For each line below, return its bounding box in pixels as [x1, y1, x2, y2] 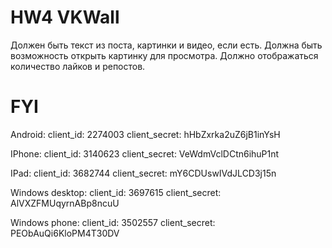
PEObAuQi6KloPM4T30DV [10, 227, 120, 239]
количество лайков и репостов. [10, 60, 146, 72]
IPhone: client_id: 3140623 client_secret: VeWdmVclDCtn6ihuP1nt [10, 147, 280, 160]
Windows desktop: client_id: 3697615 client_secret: [10, 186, 222, 198]
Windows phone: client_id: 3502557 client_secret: [10, 216, 216, 228]
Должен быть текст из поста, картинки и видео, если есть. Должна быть [10, 39, 323, 51]
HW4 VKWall [10, 6, 120, 29]
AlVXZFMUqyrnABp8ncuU [10, 197, 120, 209]
